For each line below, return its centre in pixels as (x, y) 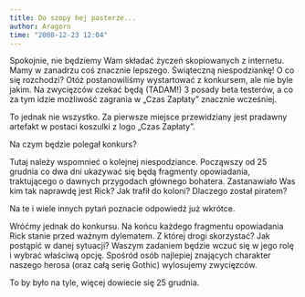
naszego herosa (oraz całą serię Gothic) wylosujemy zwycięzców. (133, 265)
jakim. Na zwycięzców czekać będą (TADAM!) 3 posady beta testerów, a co (152, 90)
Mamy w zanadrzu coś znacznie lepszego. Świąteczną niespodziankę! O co (152, 70)
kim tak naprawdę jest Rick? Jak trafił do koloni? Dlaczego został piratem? (148, 191)
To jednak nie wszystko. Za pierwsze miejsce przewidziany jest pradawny (148, 117)
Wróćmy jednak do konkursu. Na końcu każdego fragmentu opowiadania (147, 226)
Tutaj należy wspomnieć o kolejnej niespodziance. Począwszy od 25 (138, 162)
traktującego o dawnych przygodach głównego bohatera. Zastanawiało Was (152, 181)
